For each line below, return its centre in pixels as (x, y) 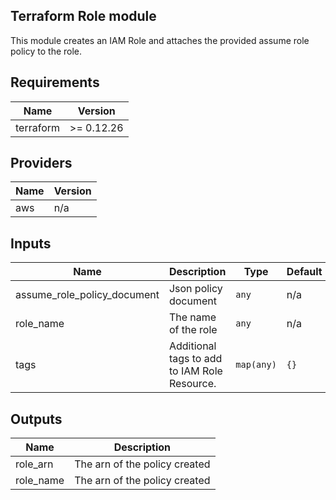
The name (192, 317)
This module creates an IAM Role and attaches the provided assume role (160, 40)
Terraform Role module (83, 16)
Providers (41, 163)
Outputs (36, 419)
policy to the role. (46, 51)
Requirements (55, 82)
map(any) (256, 365)
